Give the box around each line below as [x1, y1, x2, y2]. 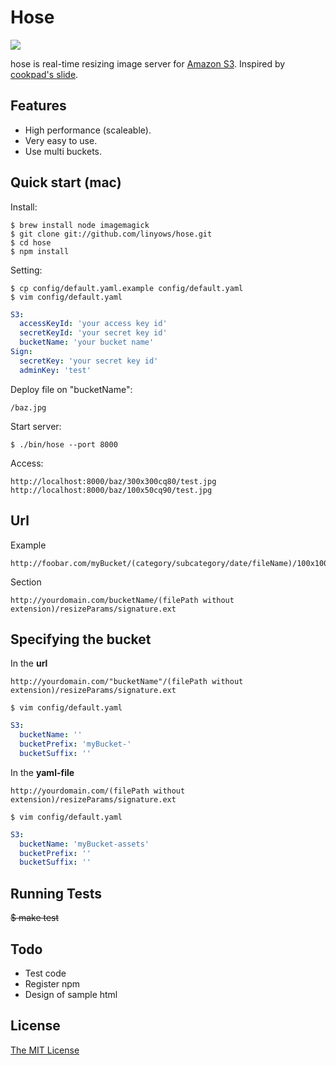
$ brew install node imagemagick [10, 220, 150, 230]
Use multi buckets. [24, 145, 102, 157]
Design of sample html [24, 988, 118, 1000]
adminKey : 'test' [19, 365, 92, 375]
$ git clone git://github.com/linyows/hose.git [10, 229, 213, 239]
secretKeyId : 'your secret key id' [19, 328, 168, 338]
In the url [10, 657, 48, 670]
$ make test [10, 912, 60, 924]
